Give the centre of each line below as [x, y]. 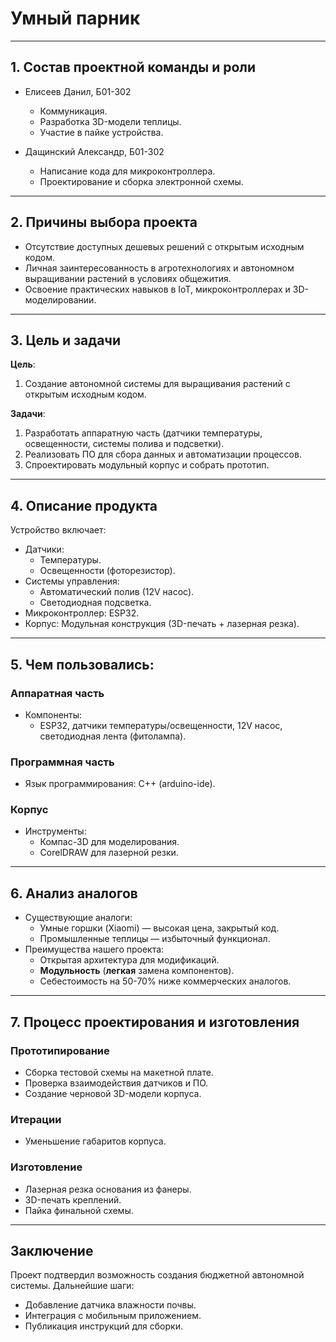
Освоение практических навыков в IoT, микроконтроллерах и [157, 289]
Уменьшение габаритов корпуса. [95, 1141]
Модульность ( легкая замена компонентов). [137, 971]
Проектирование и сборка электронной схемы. [141, 181]
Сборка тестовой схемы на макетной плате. [119, 1072]
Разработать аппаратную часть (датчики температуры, [143, 433]
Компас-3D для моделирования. [109, 842]
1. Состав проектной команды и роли [133, 67]
